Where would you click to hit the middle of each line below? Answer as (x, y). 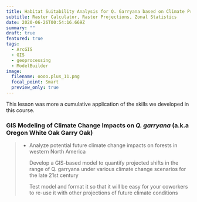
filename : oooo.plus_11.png (46, 76)
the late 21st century (54, 175)
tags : (13, 44)
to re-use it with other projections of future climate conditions (103, 193)
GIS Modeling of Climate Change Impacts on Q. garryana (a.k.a (98, 125)
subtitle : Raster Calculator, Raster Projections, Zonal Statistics (91, 17)
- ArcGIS (22, 50)
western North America (57, 152)
